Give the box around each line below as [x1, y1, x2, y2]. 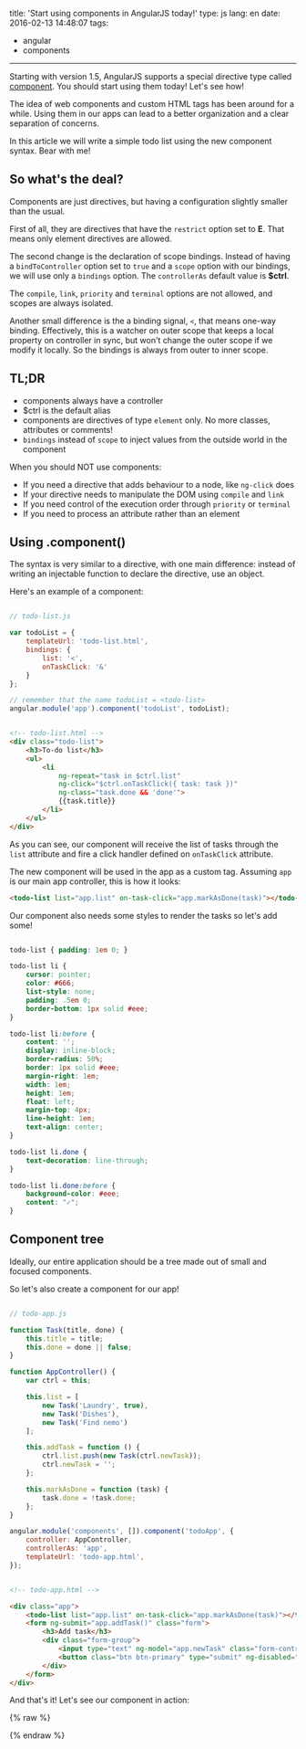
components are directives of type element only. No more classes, [22, 415, 270, 426]
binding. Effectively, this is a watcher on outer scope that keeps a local [9, 324, 275, 336]
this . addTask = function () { [25, 1443, 141, 1452]
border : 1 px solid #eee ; [25, 1063, 120, 1072]
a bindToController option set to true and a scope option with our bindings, [9, 260, 291, 271]
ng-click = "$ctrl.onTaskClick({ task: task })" [57, 780, 239, 789]
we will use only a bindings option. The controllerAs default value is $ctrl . [9, 269, 290, 281]
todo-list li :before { [9, 1029, 96, 1038]
